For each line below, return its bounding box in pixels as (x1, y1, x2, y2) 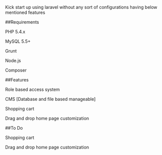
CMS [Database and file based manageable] (5, 96, 96, 102)
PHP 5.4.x (5, 29, 26, 34)
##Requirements (5, 19, 39, 25)
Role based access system (5, 86, 60, 92)
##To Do (5, 125, 23, 131)
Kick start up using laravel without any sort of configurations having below (5, 4, 158, 10)
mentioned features (5, 9, 46, 15)
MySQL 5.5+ (5, 38, 31, 44)
